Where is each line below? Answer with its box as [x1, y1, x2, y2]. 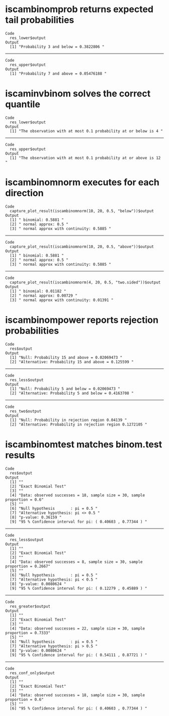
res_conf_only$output [10, 671, 55, 676]
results [5, 449, 35, 461]
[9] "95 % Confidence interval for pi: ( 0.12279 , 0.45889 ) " [10, 586, 147, 591]
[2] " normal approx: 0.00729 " [10, 293, 78, 298]
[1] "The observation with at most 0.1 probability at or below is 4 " [10, 128, 163, 133]
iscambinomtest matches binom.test [5, 439, 162, 450]
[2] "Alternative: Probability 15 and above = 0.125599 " [10, 359, 134, 364]
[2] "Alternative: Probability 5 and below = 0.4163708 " [10, 391, 134, 396]
